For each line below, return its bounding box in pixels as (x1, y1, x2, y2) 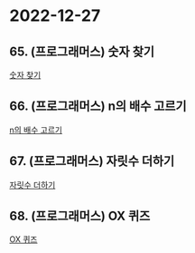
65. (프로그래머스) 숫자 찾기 (9, 44, 155, 59)
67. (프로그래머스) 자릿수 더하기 (9, 153, 175, 169)
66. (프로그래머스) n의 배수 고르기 (9, 99, 187, 114)
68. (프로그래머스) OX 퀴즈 (9, 209, 151, 224)
